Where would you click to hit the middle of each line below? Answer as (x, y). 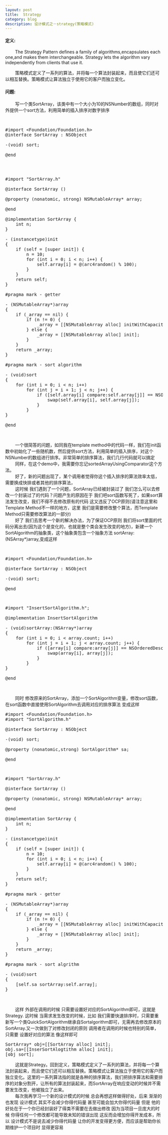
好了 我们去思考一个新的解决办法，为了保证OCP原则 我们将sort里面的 (86, 520)
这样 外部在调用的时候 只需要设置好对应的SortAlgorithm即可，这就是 (85, 1009)
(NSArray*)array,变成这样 (31, 539)
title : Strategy (23, 15)
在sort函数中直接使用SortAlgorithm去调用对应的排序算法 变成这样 (72, 704)
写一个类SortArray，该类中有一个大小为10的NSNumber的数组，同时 (84, 104)
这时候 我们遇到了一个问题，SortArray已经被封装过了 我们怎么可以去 (85, 489)
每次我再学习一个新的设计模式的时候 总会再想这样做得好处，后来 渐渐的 (88, 1096)
